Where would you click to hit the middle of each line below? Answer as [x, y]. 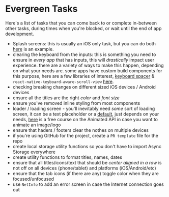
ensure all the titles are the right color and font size [66, 98]
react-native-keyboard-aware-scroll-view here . [63, 81]
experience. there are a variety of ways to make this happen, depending [88, 65]
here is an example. [33, 49]
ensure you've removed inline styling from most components [76, 103]
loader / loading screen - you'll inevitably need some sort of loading [84, 108]
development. [20, 34]
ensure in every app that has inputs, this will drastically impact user [83, 60]
